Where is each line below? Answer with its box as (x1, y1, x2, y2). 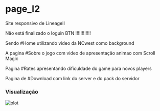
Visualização (5, 88, 38, 95)
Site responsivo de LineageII (5, 20, 65, 26)
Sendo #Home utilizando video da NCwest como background (5, 40, 134, 46)
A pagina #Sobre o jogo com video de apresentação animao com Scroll (5, 50, 155, 56)
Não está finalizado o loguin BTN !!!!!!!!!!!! (5, 30, 91, 36)
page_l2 (5, 3, 40, 15)
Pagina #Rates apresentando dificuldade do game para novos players (5, 65, 152, 71)
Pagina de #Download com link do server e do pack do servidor (5, 75, 140, 81)
